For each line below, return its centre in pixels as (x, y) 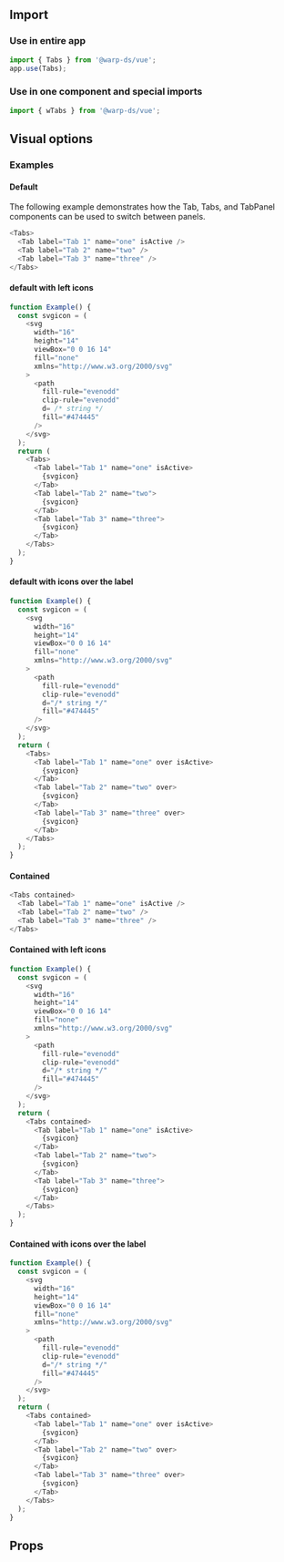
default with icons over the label (71, 581)
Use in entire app (48, 41)
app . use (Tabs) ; (38, 68)
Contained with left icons (58, 950)
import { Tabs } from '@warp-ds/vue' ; (83, 60)
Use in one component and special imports (106, 92)
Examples (32, 165)
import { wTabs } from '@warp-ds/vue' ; (85, 110)
